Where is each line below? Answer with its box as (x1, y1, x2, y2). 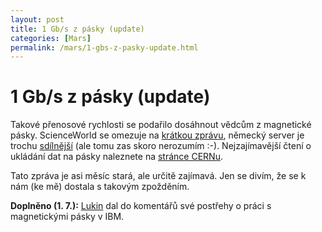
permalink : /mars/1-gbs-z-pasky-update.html (10, 42, 199, 53)
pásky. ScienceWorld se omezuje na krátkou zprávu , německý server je (10, 129, 305, 141)
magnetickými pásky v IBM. (10, 211, 125, 223)
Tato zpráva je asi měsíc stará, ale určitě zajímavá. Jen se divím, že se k (10, 170, 307, 182)
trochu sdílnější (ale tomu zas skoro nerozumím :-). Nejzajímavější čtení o (10, 140, 312, 152)
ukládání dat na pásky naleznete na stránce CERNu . (10, 151, 223, 163)
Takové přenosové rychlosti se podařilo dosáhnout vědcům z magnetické (10, 119, 312, 131)
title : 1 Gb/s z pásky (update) (10, 24, 145, 34)
